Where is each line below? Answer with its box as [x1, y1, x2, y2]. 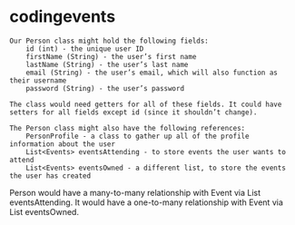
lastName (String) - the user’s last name [25, 60, 189, 69]
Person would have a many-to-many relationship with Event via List [9, 187, 261, 198]
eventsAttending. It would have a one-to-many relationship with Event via [9, 197, 283, 208]
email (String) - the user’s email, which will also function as [25, 68, 279, 77]
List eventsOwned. [9, 206, 80, 217]
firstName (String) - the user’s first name [25, 52, 197, 61]
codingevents [9, 6, 116, 27]
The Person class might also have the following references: [9, 123, 246, 132]
